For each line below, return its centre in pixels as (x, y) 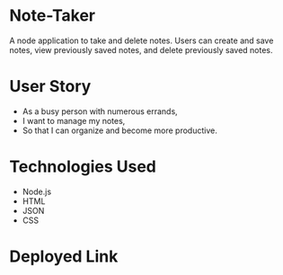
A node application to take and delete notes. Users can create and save (141, 40)
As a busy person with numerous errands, (100, 111)
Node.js (37, 191)
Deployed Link (64, 256)
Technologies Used (83, 167)
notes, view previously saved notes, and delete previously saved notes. (141, 49)
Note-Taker (53, 16)
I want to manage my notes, (74, 120)
